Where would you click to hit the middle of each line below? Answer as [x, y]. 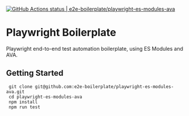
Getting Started [35, 73]
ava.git [16, 92]
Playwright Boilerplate [61, 33]
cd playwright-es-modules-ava [45, 97]
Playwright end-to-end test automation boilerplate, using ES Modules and [94, 48]
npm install [23, 102]
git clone [20, 87]
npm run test [25, 107]
